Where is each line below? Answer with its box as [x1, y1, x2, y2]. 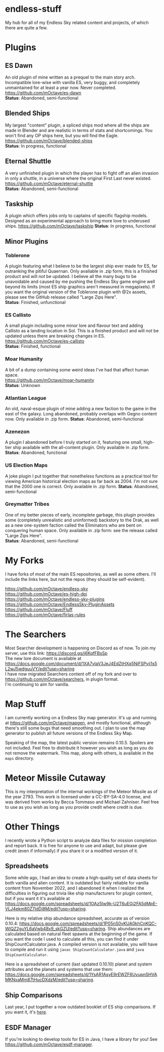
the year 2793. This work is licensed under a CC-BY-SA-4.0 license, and [5, 794, 151, 799]
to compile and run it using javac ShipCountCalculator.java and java [5, 946, 144, 952]
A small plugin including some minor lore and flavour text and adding [5, 322, 143, 328]
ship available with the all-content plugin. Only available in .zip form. [13, 445, 150, 451]
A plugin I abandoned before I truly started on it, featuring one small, [5, 439, 143, 445]
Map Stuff [5, 698, 46, 709]
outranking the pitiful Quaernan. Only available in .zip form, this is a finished [5, 268, 158, 274]
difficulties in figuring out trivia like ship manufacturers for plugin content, [5, 890, 153, 896]
